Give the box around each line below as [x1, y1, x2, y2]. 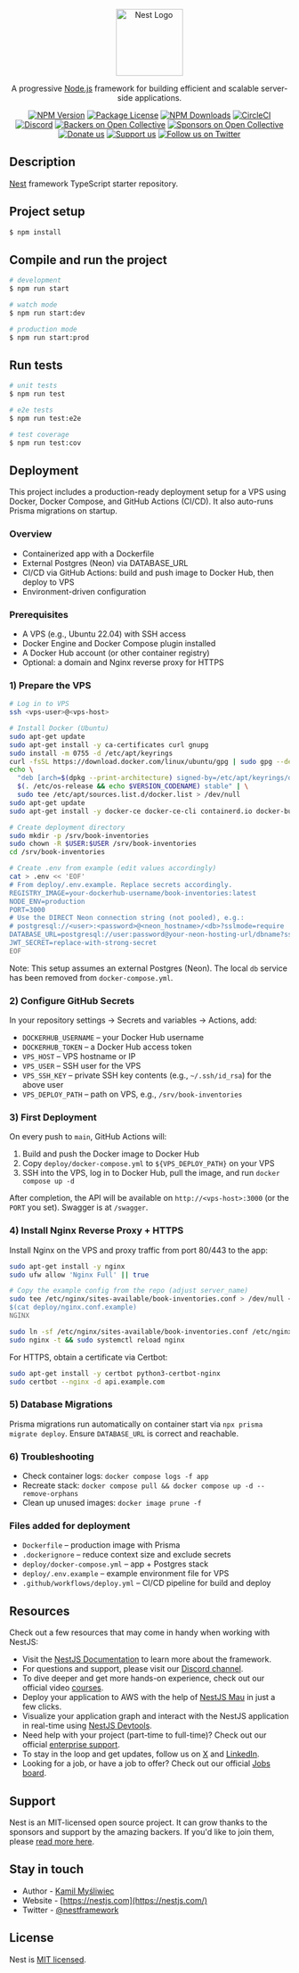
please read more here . [9, 1836, 95, 1846]
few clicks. [21, 1701, 62, 1712]
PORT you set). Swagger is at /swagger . [9, 1202, 149, 1213]
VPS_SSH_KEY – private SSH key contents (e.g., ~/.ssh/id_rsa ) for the [21, 1070, 271, 1081]
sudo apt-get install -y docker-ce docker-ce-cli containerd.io [9, 807, 253, 816]
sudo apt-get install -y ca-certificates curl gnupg [9, 740, 209, 749]
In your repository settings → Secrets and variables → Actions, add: [9, 1015, 257, 1025]
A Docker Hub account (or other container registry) [21, 647, 211, 659]
